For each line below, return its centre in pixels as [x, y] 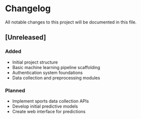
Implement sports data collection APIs [50, 101]
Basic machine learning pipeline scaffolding [56, 67]
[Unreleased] [26, 37]
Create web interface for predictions [49, 111]
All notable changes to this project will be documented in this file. [71, 22]
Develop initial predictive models [45, 106]
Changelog [28, 9]
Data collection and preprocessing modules [56, 78]
